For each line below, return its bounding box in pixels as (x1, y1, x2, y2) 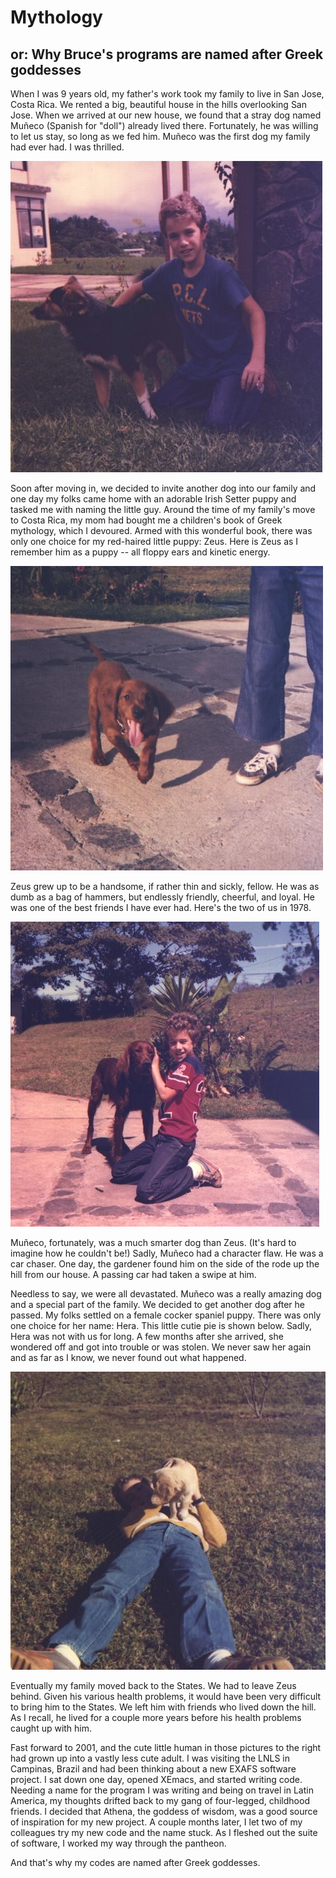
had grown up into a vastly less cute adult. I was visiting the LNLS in (10, 1752, 291, 1765)
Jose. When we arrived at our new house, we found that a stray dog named (10, 109, 322, 121)
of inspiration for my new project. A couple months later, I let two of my (10, 1816, 303, 1828)
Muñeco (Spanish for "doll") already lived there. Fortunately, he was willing (10, 120, 319, 131)
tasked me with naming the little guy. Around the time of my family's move (10, 504, 316, 515)
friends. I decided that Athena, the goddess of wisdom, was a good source (10, 1806, 318, 1818)
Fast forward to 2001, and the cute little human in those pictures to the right (10, 1742, 322, 1754)
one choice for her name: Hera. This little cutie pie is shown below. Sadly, (10, 1320, 313, 1331)
